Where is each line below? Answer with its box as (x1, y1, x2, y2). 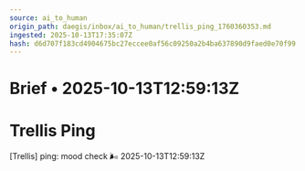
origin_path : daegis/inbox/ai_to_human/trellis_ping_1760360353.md (9, 22, 272, 31)
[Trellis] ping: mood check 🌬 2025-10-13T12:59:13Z (9, 151, 205, 162)
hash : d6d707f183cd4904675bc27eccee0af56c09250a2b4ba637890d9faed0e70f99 (9, 38, 297, 48)
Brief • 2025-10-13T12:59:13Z (9, 79, 240, 99)
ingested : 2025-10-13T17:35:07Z (9, 30, 132, 39)
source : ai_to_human (9, 13, 89, 23)
